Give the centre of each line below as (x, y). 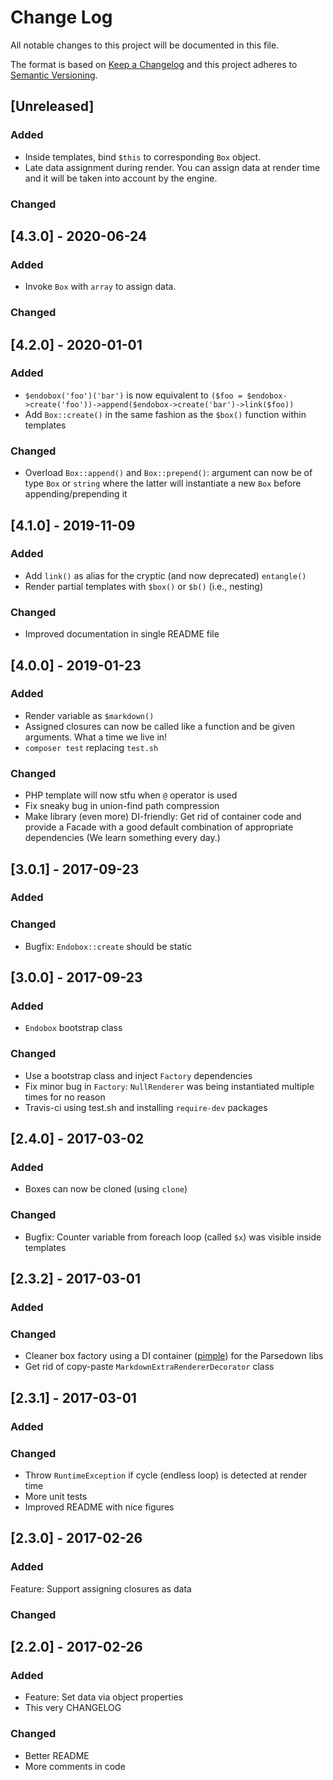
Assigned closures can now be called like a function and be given (159, 726)
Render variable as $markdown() (89, 715)
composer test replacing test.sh (91, 747)
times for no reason (65, 1097)
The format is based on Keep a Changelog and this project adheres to (154, 64)
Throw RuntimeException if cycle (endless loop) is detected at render (166, 1475)
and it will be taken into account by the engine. (121, 178)
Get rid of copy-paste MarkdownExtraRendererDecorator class (149, 1367)
